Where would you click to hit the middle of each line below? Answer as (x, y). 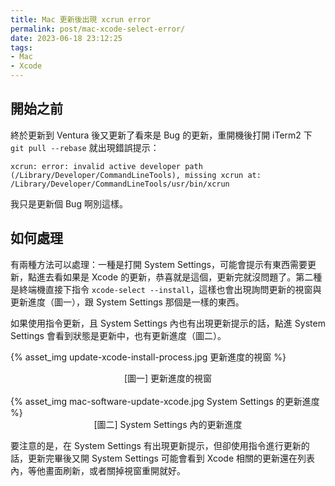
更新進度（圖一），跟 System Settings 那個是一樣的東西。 (127, 302)
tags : (21, 47)
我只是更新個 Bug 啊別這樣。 (69, 203)
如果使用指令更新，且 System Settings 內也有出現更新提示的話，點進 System (168, 323)
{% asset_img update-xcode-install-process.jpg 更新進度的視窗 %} (148, 357)
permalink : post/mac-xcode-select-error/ (98, 29)
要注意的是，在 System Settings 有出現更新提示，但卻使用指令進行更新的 (160, 445)
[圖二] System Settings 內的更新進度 (168, 424)
